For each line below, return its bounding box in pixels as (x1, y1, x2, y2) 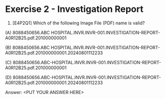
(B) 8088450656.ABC (5, 44, 50, 50)
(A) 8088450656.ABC (5, 29, 50, 35)
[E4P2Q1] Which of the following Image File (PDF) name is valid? (12, 20, 145, 26)
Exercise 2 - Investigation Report (5, 3, 144, 15)
